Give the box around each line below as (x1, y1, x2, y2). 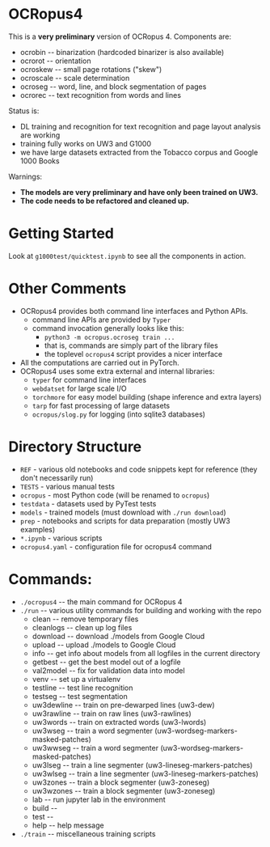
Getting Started (8, 224, 115, 243)
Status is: (8, 106, 40, 116)
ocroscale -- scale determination (19, 73, 130, 83)
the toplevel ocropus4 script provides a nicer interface (44, 349, 223, 358)
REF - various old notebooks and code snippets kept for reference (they (19, 464, 258, 474)
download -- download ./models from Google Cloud (32, 631, 205, 641)
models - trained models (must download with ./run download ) (19, 507, 226, 517)
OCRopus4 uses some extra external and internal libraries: (19, 366, 215, 376)
